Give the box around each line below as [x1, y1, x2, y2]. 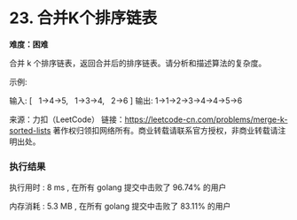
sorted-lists [9, 125, 51, 135]
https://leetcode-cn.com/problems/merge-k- [124, 114, 288, 125]
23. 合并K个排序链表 [9, 8, 158, 28]
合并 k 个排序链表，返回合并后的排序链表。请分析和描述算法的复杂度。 [9, 57, 267, 68]
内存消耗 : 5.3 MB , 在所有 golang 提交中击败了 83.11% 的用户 [9, 201, 231, 212]
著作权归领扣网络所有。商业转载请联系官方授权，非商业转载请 [52, 125, 278, 135]
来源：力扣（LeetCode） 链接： [9, 114, 126, 125]
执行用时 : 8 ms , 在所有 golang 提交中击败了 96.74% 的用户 [9, 182, 227, 193]
